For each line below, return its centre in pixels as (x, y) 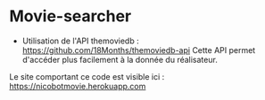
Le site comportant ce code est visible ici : (87, 76)
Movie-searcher (70, 16)
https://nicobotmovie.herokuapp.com (78, 86)
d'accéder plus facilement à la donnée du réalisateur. (120, 59)
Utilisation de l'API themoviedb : (81, 41)
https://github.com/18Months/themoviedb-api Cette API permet (139, 50)
